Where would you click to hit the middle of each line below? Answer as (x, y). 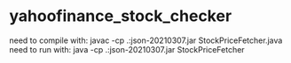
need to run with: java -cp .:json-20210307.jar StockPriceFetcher (127, 49)
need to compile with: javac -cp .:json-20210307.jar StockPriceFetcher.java (146, 40)
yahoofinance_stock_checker (121, 16)
